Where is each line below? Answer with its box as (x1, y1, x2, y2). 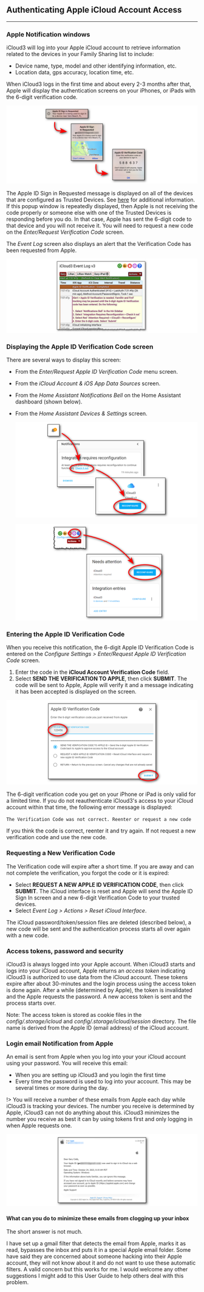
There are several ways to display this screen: (6, 356, 121, 364)
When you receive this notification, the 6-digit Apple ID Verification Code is (6, 643, 194, 651)
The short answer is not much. (6, 1228, 83, 1235)
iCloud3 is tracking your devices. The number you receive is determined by (6, 1103, 194, 1110)
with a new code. (6, 931, 50, 939)
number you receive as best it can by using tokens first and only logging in (6, 1116, 193, 1123)
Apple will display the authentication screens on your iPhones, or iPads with (6, 87, 196, 94)
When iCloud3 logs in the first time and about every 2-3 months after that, (6, 80, 192, 88)
